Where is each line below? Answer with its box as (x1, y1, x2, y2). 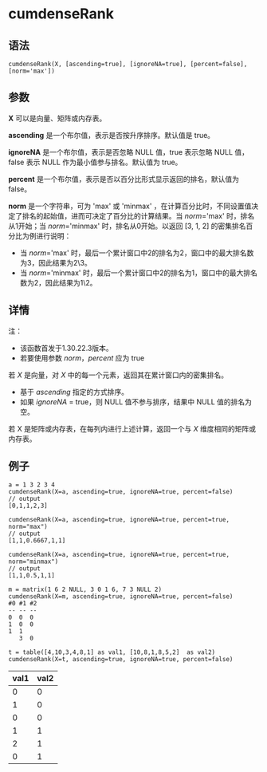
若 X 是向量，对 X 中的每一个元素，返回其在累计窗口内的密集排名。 (8, 370, 229, 380)
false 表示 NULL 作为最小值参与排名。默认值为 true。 (8, 157, 183, 167)
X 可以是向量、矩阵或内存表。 (8, 113, 107, 123)
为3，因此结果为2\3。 (19, 258, 92, 267)
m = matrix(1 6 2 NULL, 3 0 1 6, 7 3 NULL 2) (8, 585, 162, 594)
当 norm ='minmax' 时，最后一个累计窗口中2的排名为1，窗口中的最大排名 (19, 268, 257, 278)
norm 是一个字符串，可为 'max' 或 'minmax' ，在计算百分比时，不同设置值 (8, 201, 252, 211)
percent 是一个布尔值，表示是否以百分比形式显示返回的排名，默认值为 (8, 174, 239, 183)
